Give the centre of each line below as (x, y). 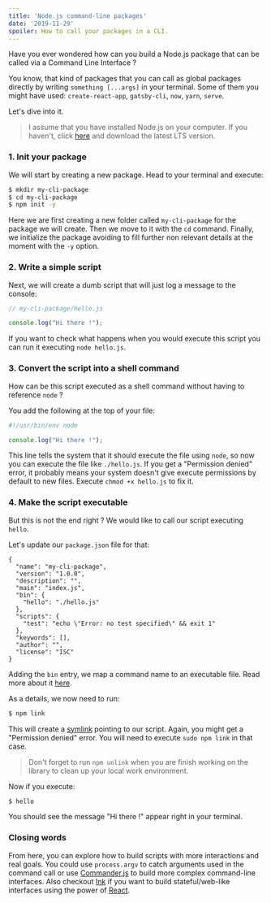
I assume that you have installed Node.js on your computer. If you (138, 128)
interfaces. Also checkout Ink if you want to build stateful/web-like (119, 881)
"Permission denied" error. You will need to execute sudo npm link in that (131, 737)
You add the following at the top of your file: (82, 410)
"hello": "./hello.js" (61, 602)
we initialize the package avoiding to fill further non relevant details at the (131, 237)
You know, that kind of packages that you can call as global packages (125, 79)
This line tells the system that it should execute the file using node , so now (131, 455)
